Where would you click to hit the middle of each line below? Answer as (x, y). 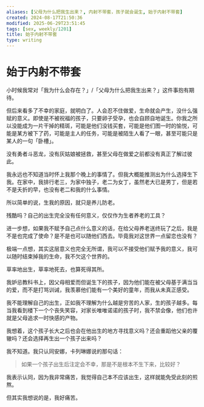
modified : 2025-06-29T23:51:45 (46, 23)
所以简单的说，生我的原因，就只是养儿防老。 (62, 202)
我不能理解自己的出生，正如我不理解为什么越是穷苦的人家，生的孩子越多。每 (102, 303)
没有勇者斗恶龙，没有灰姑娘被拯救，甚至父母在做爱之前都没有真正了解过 (97, 154)
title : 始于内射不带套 (32, 35)
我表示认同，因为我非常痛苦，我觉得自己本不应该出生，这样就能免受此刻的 (99, 377)
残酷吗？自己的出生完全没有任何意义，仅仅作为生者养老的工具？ (86, 215)
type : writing (24, 40)
